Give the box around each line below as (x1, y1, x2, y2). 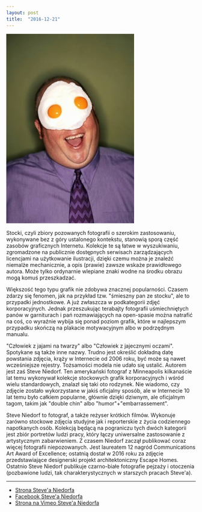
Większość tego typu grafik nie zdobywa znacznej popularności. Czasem (6, 286, 188, 293)
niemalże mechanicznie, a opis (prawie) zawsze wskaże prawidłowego (6, 261, 182, 268)
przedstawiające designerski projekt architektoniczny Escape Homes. (6, 456, 179, 463)
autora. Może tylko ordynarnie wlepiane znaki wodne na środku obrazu (6, 267, 182, 275)
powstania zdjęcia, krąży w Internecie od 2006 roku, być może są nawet (6, 355, 186, 362)
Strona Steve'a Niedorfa (14, 486, 75, 493)
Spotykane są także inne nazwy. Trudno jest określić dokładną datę (6, 348, 173, 355)
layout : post (6, 10, 39, 16)
